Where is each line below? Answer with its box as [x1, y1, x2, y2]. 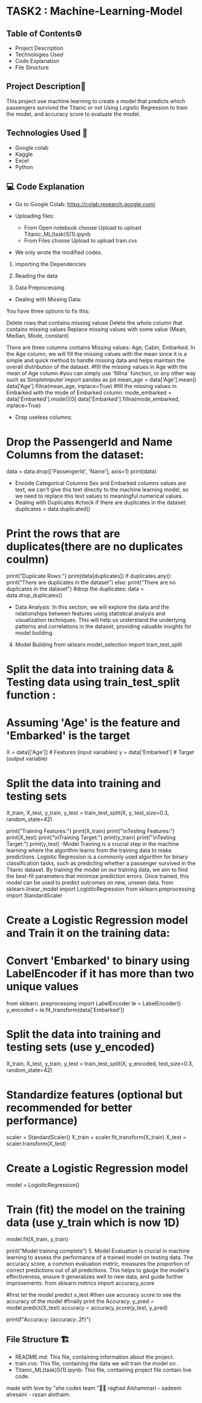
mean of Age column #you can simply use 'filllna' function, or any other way [6, 370, 197, 377]
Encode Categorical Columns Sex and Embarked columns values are [15, 480, 186, 487]
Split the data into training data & [6, 662, 174, 676]
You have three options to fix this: [6, 307, 90, 315]
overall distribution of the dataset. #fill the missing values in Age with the [6, 363, 187, 370]
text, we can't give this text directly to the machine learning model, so [15, 486, 189, 494]
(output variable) [6, 755, 48, 762]
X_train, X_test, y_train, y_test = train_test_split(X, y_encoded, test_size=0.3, [6, 1060, 194, 1068]
